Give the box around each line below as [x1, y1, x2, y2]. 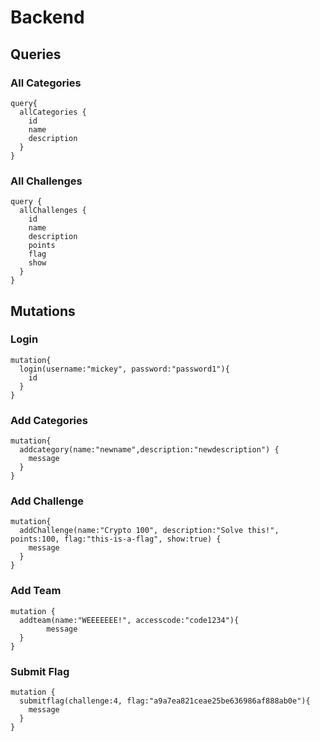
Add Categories [10, 413, 88, 427]
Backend [10, 6, 85, 29]
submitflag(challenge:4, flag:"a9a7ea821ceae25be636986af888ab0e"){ [19, 696, 311, 706]
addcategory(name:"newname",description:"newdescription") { [19, 445, 280, 455]
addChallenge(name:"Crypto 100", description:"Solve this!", [19, 526, 280, 536]
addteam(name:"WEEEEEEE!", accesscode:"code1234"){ [19, 615, 240, 625]
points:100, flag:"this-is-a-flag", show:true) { [10, 534, 222, 545]
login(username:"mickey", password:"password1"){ [19, 364, 230, 374]
